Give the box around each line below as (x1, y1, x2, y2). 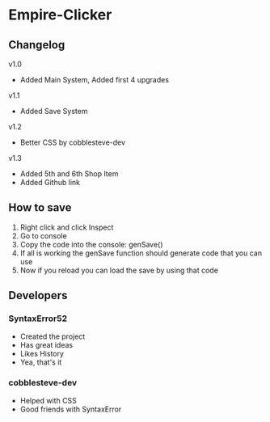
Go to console (19, 230, 67, 240)
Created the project (19, 331, 86, 341)
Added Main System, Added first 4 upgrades (19, 75, 170, 84)
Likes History (19, 348, 65, 358)
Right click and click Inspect (19, 222, 114, 232)
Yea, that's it (19, 357, 62, 367)
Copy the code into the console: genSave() (19, 239, 163, 249)
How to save (8, 200, 72, 215)
